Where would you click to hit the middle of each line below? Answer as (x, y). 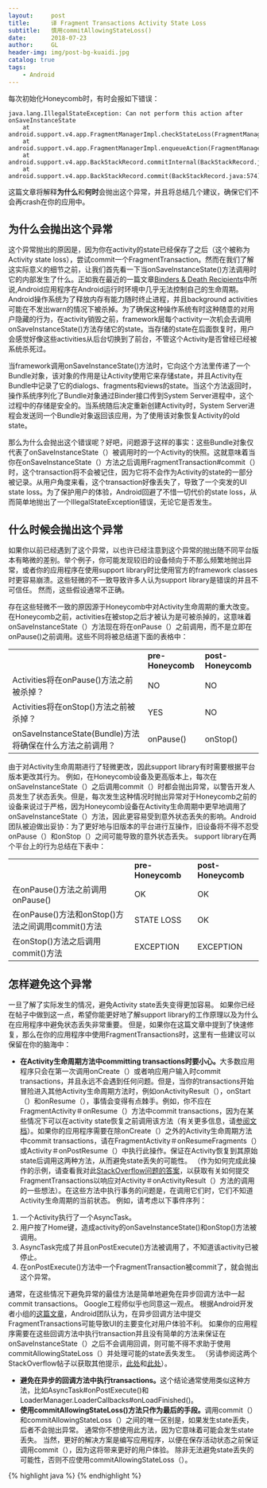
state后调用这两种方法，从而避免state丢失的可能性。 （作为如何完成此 (134, 1161)
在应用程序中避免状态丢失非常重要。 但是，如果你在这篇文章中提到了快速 (128, 1025)
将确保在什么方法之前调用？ (64, 746)
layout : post (37, 15)
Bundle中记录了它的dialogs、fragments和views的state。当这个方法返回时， (132, 386)
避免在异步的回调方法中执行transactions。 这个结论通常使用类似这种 (132, 1381)
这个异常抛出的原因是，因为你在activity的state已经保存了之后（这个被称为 (129, 250)
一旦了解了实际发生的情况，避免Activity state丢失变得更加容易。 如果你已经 (132, 1005)
